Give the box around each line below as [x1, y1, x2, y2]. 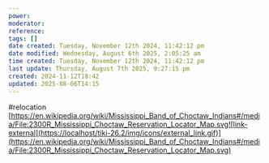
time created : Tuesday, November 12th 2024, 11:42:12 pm [8, 58, 205, 66]
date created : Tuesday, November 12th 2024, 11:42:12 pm [8, 42, 205, 50]
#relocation [8, 102, 47, 112]
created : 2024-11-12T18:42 [8, 72, 100, 80]
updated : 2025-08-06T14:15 [8, 79, 100, 88]
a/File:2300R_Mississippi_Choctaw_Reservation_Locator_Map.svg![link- [8, 119, 249, 129]
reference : [8, 27, 45, 35]
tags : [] [8, 34, 38, 43]
